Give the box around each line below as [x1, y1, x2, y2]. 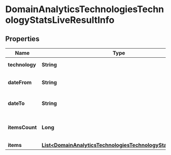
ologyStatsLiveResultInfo [5, 14, 115, 26]
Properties [5, 34, 40, 43]
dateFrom [8, 79, 32, 86]
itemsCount [8, 124, 37, 131]
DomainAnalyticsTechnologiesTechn [5, 4, 164, 15]
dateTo [8, 100, 25, 107]
